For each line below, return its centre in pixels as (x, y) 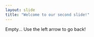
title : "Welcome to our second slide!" (48, 15)
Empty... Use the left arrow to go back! (45, 29)
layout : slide (20, 10)
